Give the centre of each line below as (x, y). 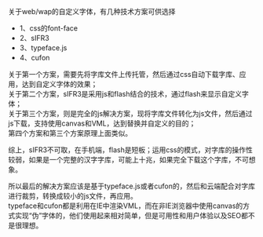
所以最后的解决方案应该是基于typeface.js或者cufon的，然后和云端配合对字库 (131, 186)
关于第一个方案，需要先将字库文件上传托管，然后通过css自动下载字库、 (124, 74)
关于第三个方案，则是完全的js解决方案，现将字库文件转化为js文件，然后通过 (130, 113)
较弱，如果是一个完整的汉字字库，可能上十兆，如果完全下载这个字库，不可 (128, 160)
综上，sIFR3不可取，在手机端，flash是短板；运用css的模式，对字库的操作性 (130, 150)
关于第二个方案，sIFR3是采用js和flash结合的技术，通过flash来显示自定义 (125, 94)
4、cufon (35, 58)
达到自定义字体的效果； (60, 84)
